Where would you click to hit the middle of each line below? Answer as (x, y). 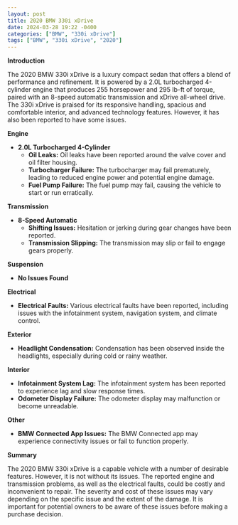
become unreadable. (48, 406)
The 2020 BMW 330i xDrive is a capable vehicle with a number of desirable (118, 469)
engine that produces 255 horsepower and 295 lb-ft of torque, (124, 90)
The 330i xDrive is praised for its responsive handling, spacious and (107, 105)
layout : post (27, 14)
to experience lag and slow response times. (81, 391)
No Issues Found (43, 278)
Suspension (26, 265)
